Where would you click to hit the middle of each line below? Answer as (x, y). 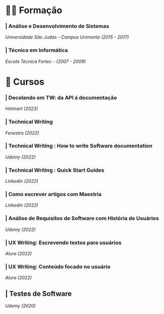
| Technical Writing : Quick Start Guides (55, 170)
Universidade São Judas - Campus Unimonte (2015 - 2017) (67, 37)
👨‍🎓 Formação (34, 10)
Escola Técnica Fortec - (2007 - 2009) (46, 61)
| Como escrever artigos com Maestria (54, 194)
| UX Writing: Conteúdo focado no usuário (58, 266)
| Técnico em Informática (37, 50)
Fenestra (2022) (22, 133)
